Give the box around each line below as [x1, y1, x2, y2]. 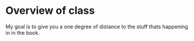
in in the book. [5, 29, 40, 36]
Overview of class [5, 4, 95, 17]
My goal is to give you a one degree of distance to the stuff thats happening [5, 23, 188, 30]
